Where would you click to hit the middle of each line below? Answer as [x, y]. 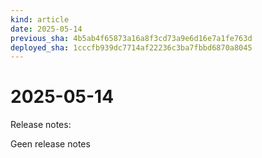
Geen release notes [50, 144]
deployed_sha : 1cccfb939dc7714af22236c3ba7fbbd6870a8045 [131, 47]
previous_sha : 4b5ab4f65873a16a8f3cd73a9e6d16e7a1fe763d [131, 38]
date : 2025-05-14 [46, 29]
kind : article [40, 19]
